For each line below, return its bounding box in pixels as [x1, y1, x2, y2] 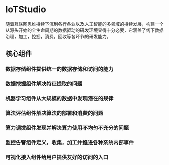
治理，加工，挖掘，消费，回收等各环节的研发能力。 [5, 33, 111, 39]
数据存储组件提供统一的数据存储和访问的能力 [5, 66, 114, 73]
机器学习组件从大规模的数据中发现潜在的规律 [5, 95, 114, 102]
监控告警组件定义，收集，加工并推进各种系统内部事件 [5, 139, 134, 146]
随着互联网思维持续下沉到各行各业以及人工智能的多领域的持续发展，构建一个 [5, 21, 164, 27]
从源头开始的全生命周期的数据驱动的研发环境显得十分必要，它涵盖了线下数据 [5, 27, 164, 33]
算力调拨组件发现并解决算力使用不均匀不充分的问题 [5, 124, 129, 131]
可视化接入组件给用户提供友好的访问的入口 [5, 154, 109, 161]
